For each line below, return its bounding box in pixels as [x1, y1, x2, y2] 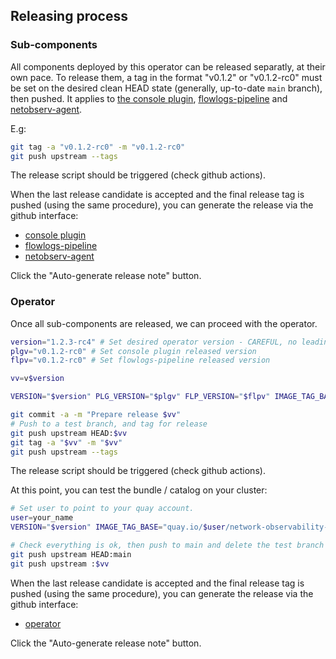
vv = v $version [10, 374, 65, 384]
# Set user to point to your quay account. [10, 504, 195, 514]
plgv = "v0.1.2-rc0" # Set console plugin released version [10, 346, 257, 356]
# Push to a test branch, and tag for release [10, 419, 208, 429]
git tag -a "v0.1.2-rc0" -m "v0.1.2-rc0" [10, 142, 186, 152]
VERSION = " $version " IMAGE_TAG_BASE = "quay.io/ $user [10, 522, 226, 533]
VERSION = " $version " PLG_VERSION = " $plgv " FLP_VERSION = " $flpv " [10, 392, 271, 402]
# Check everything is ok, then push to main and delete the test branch [10, 540, 325, 551]
